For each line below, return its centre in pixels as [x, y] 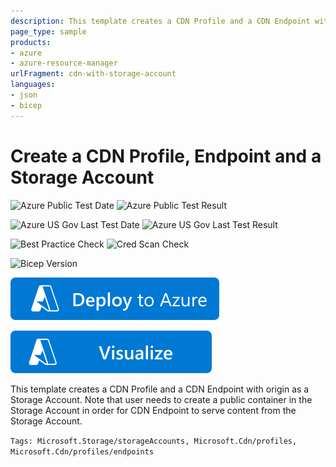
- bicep [26, 105]
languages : [33, 85]
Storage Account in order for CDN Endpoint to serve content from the [153, 410]
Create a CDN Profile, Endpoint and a [166, 156]
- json [24, 95]
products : [31, 42]
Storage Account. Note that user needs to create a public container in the [161, 399]
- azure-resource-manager [64, 63]
